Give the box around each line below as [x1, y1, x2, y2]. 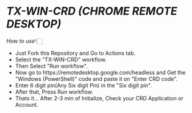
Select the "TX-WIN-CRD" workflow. [15, 56, 107, 63]
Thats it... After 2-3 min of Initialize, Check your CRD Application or [15, 94, 184, 101]
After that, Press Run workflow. [15, 88, 93, 95]
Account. [15, 101, 38, 108]
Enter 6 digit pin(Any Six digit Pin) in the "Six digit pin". [15, 81, 152, 89]
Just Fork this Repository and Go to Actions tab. [15, 49, 136, 56]
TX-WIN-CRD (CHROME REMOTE [6, 4, 178, 18]
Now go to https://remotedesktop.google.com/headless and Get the [15, 69, 186, 76]
